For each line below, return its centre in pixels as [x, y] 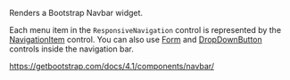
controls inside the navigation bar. [71, 49]
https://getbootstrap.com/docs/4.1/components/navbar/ [112, 66]
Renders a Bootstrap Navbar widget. [76, 13]
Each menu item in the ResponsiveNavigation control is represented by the [145, 30]
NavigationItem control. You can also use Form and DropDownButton [136, 40]
